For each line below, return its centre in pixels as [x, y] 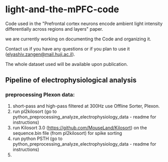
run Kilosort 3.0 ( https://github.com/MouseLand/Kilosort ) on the [80, 128]
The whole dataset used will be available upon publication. [67, 64]
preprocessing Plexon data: [40, 95]
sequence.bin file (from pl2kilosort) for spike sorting [67, 133]
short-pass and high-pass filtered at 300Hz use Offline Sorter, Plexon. [86, 106]
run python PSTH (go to [37, 138]
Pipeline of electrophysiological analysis [71, 80]
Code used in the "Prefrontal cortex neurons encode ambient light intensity [84, 24]
